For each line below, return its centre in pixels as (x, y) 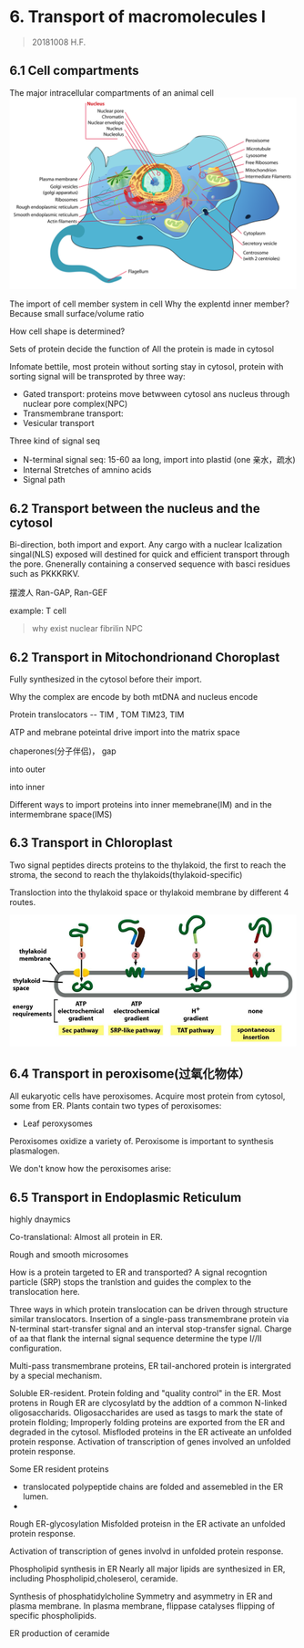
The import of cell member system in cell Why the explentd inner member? (149, 304)
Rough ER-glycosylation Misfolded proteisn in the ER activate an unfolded (147, 1524)
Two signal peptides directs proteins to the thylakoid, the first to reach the (148, 865)
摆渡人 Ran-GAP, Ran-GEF (59, 593)
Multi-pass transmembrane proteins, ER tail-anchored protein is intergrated (150, 1366)
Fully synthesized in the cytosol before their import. (106, 679)
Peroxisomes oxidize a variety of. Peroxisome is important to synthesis (142, 1142)
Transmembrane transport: (73, 413)
